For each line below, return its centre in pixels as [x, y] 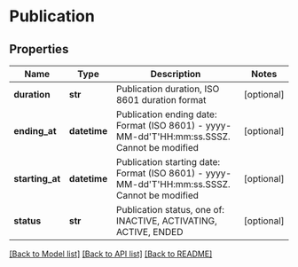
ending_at [35, 131]
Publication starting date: [168, 162]
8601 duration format [161, 100]
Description [176, 74]
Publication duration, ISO [168, 89]
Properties [39, 49]
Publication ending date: [166, 114]
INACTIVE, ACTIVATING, [166, 221]
